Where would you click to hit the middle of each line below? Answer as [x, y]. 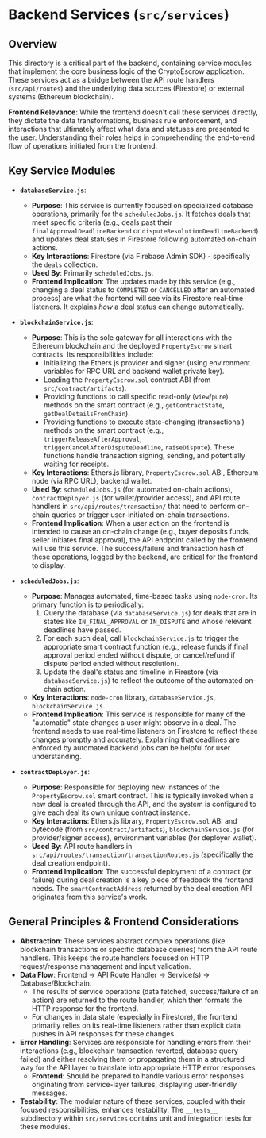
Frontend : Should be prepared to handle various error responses [138, 1076]
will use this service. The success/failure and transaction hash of [138, 548]
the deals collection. [65, 264]
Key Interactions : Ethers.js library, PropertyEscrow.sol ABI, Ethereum [145, 472]
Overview [33, 44]
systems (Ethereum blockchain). [61, 96]
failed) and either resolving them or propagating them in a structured [132, 1059]
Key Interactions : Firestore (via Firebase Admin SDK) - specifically [141, 256]
